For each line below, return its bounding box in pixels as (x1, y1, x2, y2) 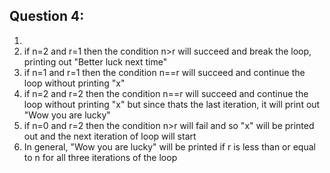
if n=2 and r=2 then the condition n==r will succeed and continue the (23, 87, 309, 99)
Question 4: (9, 8, 85, 25)
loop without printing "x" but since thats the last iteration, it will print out (23, 98, 321, 110)
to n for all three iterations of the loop (23, 151, 178, 163)
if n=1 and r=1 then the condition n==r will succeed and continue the (23, 66, 306, 78)
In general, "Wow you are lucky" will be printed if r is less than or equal (23, 140, 316, 153)
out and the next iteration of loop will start (23, 130, 197, 142)
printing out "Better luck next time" (23, 55, 168, 68)
